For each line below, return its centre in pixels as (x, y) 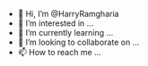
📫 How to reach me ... (59, 52)
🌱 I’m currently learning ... (65, 33)
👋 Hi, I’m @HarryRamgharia (68, 14)
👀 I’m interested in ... (56, 23)
